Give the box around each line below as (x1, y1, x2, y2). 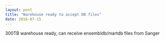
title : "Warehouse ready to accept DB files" (5, 12, 101, 17)
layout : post (5, 7, 32, 12)
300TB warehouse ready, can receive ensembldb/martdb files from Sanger (5, 30, 160, 36)
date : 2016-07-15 (5, 16, 41, 21)
